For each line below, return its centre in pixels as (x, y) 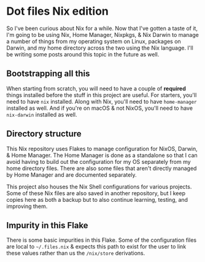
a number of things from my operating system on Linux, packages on (94, 41)
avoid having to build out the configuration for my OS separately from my (99, 161)
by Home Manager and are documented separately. (72, 175)
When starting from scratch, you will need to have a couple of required (96, 88)
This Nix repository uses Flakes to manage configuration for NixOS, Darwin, (102, 148)
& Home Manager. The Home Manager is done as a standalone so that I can (102, 155)
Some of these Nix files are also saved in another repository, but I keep (96, 193)
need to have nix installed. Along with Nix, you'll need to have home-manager (102, 101)
